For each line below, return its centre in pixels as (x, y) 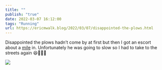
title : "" (16, 10)
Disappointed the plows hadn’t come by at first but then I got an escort (78, 42)
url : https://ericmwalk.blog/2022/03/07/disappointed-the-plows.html (79, 28)
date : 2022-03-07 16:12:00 (33, 19)
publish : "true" (22, 14)
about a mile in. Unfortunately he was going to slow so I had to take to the (81, 48)
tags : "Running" (22, 24)
